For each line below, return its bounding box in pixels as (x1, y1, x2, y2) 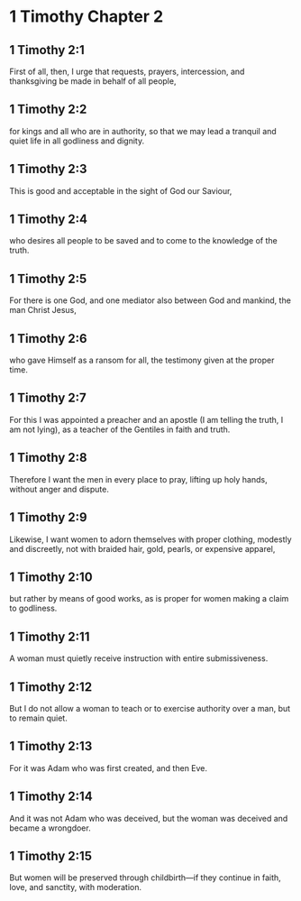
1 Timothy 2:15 (9, 848, 93, 863)
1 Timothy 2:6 (9, 331, 87, 346)
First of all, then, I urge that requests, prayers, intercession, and (9, 66, 245, 77)
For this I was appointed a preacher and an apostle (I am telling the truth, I (9, 414, 284, 425)
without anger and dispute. (9, 483, 110, 494)
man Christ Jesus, (9, 305, 77, 316)
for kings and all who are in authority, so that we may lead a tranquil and (9, 125, 277, 136)
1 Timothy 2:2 (9, 102, 87, 117)
